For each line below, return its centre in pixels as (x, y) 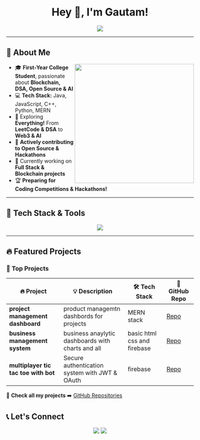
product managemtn (92, 309)
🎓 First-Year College (42, 67)
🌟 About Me (28, 53)
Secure (74, 358)
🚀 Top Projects (28, 268)
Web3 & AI (28, 135)
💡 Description (93, 292)
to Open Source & (37, 148)
